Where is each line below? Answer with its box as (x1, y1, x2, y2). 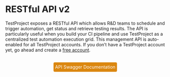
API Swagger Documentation (55, 64, 116, 70)
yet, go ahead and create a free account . (5, 47, 91, 53)
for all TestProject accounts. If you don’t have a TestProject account (23, 41, 165, 47)
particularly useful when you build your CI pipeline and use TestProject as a (5, 31, 163, 37)
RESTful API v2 (5, 4, 70, 15)
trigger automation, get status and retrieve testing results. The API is (5, 25, 148, 31)
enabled (5, 41, 22, 47)
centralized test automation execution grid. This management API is (5, 36, 147, 42)
